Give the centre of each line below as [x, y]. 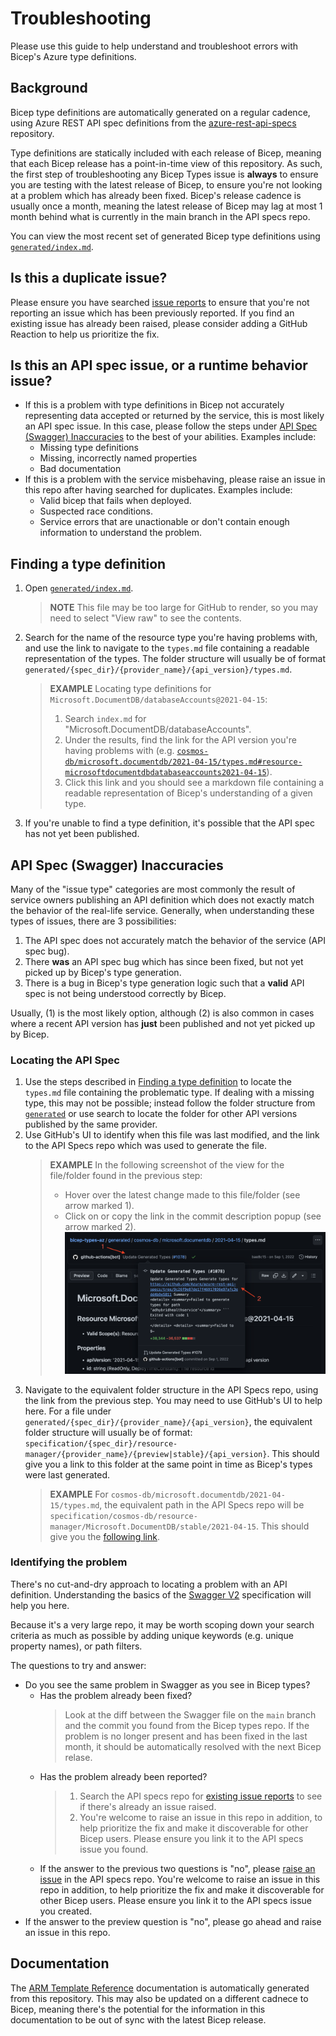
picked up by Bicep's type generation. [103, 972]
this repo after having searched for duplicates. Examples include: [158, 490]
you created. [66, 1911]
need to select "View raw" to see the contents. [145, 618]
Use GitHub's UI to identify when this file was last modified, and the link [172, 1135]
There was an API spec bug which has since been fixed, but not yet [164, 961]
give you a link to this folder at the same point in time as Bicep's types [168, 1464]
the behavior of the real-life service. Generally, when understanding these [162, 910]
